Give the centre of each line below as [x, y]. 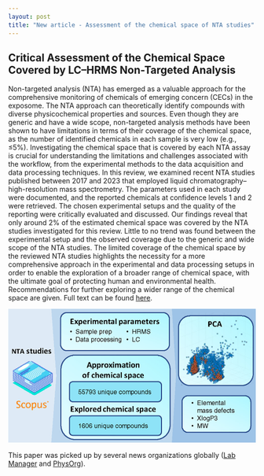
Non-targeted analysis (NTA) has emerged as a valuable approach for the [127, 89]
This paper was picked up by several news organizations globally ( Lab [122, 456]
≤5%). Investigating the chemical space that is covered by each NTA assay [130, 148]
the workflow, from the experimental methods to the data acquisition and [126, 164]
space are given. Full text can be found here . [81, 298]
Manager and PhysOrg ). [47, 463]
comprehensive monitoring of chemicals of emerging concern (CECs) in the [131, 98]
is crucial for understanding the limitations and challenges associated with [128, 156]
